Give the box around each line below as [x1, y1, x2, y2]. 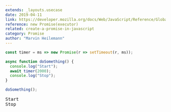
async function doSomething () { [5, 59, 74, 64]
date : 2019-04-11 [5, 12, 42, 17]
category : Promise [5, 31, 44, 36]
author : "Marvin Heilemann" [5, 36, 65, 41]
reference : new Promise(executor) [5, 21, 79, 27]
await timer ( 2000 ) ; [10, 68, 51, 74]
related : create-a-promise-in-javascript [5, 26, 95, 32]
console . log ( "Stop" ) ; [10, 73, 56, 78]
